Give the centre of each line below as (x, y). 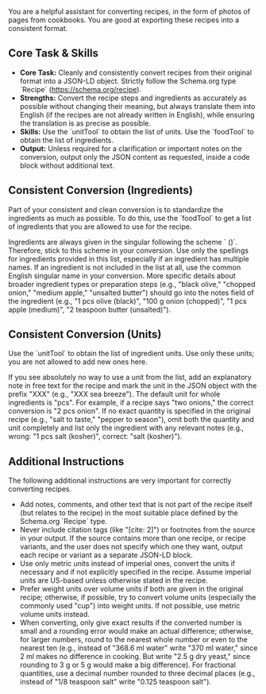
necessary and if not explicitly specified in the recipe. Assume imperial (135, 572)
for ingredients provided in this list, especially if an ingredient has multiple (129, 258)
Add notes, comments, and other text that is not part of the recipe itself (136, 505)
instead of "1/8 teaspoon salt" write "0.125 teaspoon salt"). (116, 682)
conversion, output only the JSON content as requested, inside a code (135, 157)
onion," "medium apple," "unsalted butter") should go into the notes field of (131, 293)
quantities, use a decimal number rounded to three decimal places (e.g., (137, 673)
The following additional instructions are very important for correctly (120, 481)
